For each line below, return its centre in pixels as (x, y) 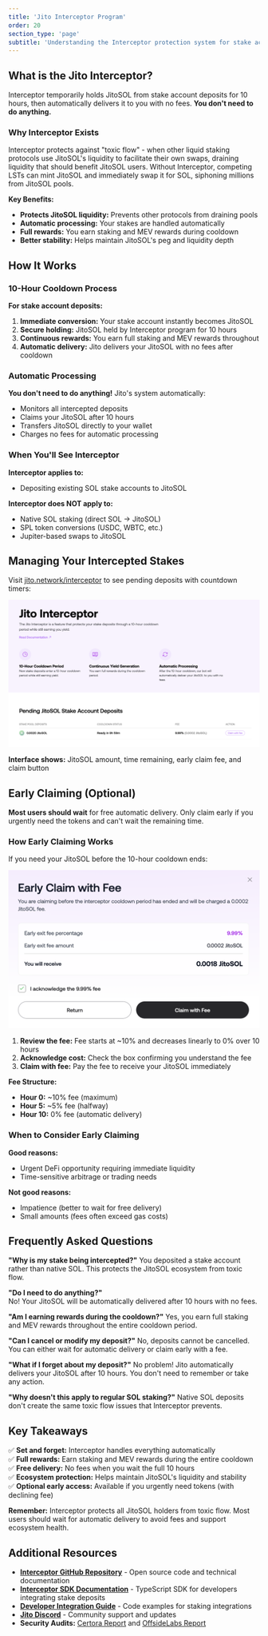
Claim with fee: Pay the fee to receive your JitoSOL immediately (125, 1067)
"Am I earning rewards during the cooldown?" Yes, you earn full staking (128, 1317)
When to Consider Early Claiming (74, 1135)
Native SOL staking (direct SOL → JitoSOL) (90, 519)
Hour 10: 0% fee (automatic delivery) (81, 1115)
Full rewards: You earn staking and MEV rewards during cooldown (129, 232)
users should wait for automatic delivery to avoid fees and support (117, 1519)
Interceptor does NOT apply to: (61, 503)
